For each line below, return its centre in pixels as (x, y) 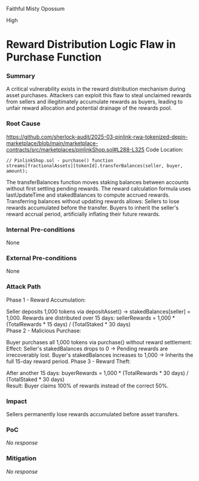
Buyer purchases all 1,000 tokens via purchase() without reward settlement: (99, 342)
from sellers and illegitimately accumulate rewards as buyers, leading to (95, 102)
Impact (17, 401)
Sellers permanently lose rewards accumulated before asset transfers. (93, 414)
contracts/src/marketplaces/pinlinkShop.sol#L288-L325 (75, 149)
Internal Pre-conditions (41, 229)
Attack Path (24, 287)
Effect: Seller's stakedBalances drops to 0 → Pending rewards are (87, 348)
